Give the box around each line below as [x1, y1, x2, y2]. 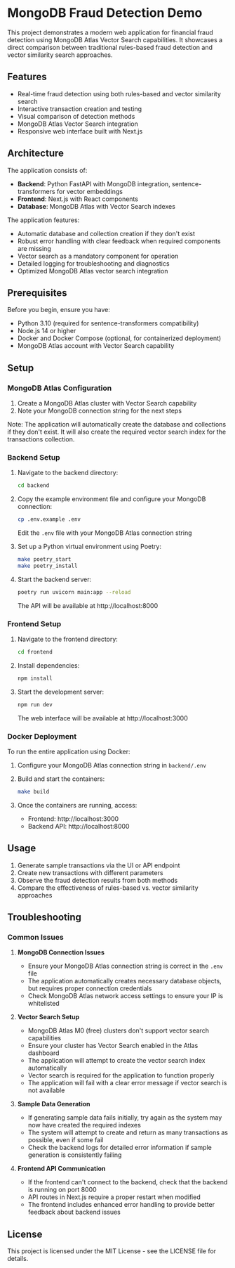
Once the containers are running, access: [17, 801, 137, 809]
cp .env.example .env [17, 516, 81, 523]
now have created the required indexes [27, 1121, 142, 1130]
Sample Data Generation [17, 1100, 90, 1108]
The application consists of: [7, 166, 88, 174]
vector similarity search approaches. [7, 51, 114, 59]
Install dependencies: [17, 661, 80, 669]
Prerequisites [7, 287, 67, 299]
